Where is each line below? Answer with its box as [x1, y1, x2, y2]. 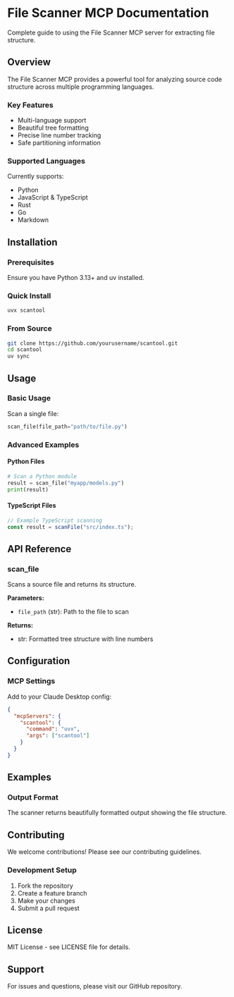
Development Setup [7, 865, 77, 875]
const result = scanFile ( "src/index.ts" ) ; [7, 523, 134, 530]
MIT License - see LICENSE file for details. [7, 943, 130, 951]
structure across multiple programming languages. [7, 82, 154, 91]
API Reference [7, 543, 72, 555]
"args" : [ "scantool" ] [25, 732, 90, 740]
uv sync [7, 353, 30, 360]
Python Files [7, 457, 45, 466]
